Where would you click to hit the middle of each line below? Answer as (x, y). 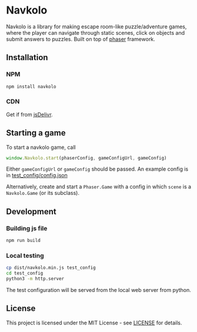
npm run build (24, 241)
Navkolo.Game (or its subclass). (43, 193)
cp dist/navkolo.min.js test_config (51, 268)
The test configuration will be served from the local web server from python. (98, 290)
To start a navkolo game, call (41, 147)
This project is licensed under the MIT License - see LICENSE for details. (94, 323)
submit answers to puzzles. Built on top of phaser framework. (81, 39)
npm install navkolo (31, 87)
